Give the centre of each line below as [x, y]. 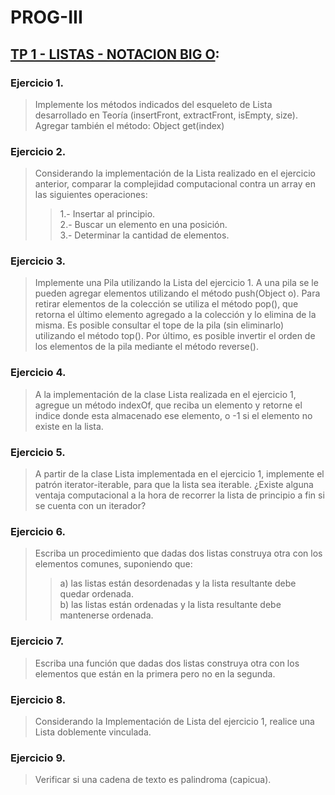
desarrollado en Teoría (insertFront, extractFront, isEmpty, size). [166, 115]
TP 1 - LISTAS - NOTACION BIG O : [115, 54]
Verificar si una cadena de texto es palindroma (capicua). [153, 780]
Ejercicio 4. [38, 373]
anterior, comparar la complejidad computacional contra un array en [175, 184]
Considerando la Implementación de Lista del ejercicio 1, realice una [174, 721]
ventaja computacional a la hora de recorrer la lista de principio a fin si [179, 495]
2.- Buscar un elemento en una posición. [143, 225]
